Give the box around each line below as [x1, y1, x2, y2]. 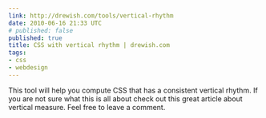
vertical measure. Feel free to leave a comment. [8, 102, 166, 112]
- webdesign [8, 64, 48, 72]
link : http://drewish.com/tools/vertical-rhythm [8, 11, 174, 20]
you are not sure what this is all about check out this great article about [8, 93, 243, 104]
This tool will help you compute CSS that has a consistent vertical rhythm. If [8, 85, 258, 95]
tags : [8, 49, 26, 57]
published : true [8, 33, 62, 42]
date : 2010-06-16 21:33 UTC [8, 19, 103, 27]
